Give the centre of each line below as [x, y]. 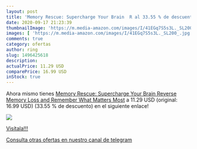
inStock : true [23, 77]
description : [22, 60]
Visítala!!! [17, 128]
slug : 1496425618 [27, 55]
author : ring [22, 50]
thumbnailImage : [26, 28]
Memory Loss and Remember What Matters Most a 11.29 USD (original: [92, 100]
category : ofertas [28, 45]
